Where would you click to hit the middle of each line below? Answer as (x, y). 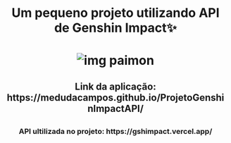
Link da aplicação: (115, 86)
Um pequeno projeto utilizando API (115, 13)
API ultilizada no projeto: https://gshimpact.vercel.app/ (115, 132)
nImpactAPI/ (115, 108)
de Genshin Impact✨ (115, 28)
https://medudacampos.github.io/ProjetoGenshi (115, 98)
